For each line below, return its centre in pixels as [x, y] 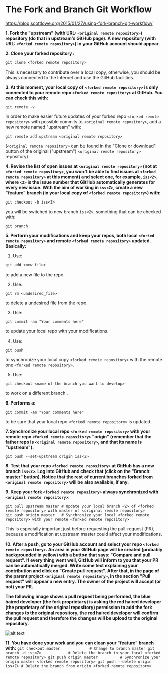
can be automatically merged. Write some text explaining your [72, 565]
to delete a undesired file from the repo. [47, 303]
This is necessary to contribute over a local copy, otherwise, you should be [83, 72]
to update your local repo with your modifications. [57, 331]
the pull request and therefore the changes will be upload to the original [81, 618]
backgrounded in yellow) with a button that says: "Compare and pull [78, 555]
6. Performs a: [20, 403]
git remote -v [20, 107]
